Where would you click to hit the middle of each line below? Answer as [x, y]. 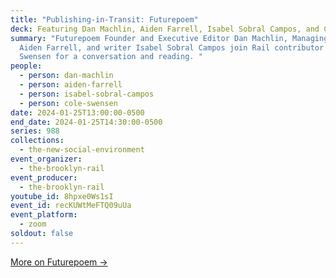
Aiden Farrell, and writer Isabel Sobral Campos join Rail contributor [172, 47]
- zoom [33, 224]
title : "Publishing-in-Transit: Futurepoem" [104, 19]
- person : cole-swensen [68, 103]
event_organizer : [46, 159]
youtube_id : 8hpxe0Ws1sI [62, 196]
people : [26, 66]
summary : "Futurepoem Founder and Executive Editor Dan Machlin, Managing [169, 38]
